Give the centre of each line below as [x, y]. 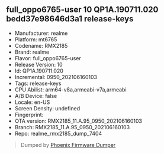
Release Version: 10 [39, 64]
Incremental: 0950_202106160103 [56, 77]
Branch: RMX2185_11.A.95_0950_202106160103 [72, 127]
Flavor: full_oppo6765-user [48, 58]
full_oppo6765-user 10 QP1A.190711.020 [82, 10]
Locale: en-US [32, 102]
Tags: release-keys [38, 83]
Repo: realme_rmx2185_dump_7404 [58, 133]
